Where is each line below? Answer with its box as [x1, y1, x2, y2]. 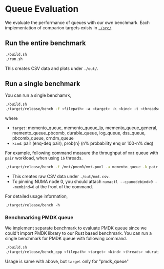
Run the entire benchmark [5, 39, 86, 47]
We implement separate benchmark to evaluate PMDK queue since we [5, 225, 147, 231]
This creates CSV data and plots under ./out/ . [5, 65, 99, 71]
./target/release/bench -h [5, 202, 60, 207]
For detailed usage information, [5, 193, 68, 199]
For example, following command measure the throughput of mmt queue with [5, 150, 159, 156]
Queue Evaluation [5, 3, 79, 15]
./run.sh [5, 56, 23, 62]
